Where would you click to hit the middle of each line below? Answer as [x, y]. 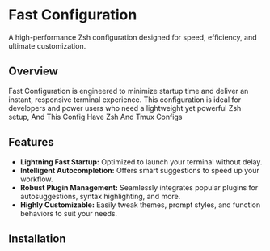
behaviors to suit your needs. [69, 213]
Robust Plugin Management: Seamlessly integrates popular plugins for [139, 187]
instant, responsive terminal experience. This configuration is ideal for [124, 100]
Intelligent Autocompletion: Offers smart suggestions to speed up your [140, 170]
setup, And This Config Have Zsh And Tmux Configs [95, 117]
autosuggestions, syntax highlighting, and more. [100, 196]
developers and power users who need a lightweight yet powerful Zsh [125, 108]
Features [31, 142]
